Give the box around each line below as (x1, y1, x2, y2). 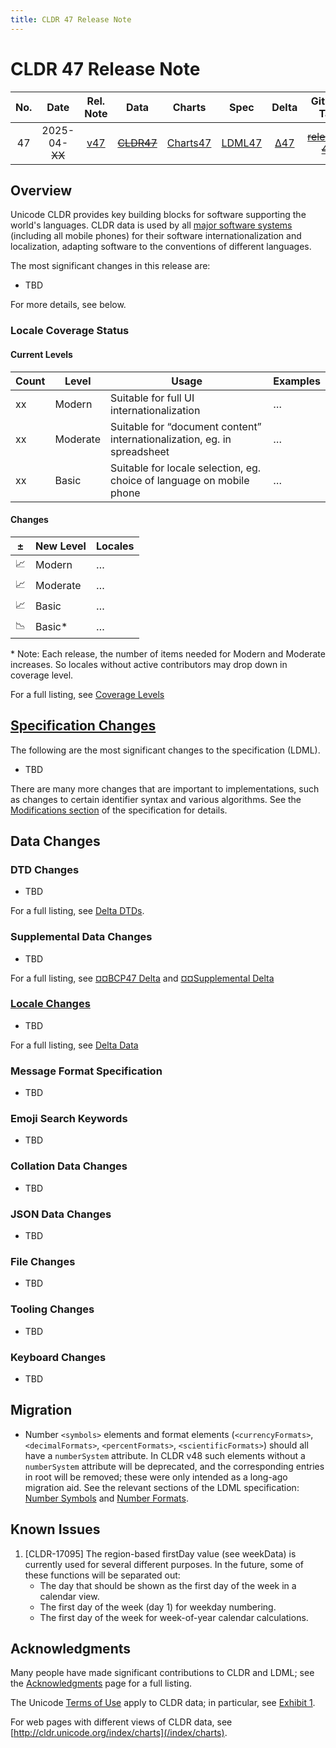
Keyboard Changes (10, 1350, 107, 1364)
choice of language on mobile (110, 473, 250, 487)
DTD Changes (10, 862, 80, 876)
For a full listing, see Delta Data (10, 1039, 139, 1051)
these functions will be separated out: (24, 1569, 181, 1581)
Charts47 (166, 136, 212, 150)
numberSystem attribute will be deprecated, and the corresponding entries (24, 1460, 325, 1472)
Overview (10, 182, 73, 199)
